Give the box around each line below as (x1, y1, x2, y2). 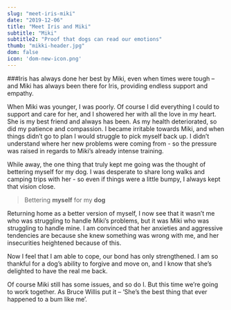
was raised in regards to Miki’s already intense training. (7, 146, 164, 155)
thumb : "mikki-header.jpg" (7, 42, 85, 49)
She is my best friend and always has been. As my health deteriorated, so (7, 117, 217, 126)
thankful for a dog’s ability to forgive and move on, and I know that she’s (7, 259, 212, 268)
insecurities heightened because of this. (7, 239, 122, 247)
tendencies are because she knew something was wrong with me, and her (7, 231, 219, 239)
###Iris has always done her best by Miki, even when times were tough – (7, 74, 215, 83)
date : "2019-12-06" (7, 17, 64, 24)
